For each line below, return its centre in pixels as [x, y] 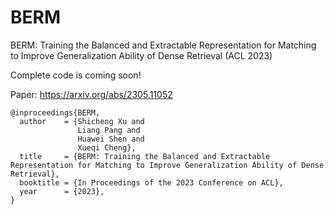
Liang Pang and [109, 130]
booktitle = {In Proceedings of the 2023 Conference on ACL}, [151, 182]
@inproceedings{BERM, [55, 112]
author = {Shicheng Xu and [82, 121]
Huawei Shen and [111, 139]
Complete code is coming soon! [76, 75]
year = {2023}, [62, 191]
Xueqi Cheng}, [107, 147]
